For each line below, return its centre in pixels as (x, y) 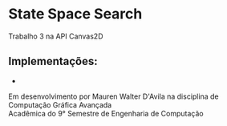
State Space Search (75, 14)
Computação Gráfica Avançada (60, 104)
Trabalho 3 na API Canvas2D (56, 36)
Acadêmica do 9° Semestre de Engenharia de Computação (106, 113)
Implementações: (53, 61)
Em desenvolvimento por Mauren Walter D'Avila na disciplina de (113, 96)
